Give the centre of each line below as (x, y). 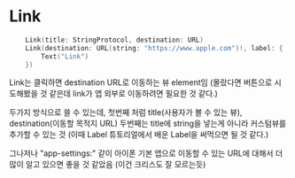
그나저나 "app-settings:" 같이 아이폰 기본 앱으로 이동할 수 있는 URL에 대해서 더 (146, 153)
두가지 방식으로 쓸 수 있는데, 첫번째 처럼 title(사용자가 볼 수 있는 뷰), (126, 112)
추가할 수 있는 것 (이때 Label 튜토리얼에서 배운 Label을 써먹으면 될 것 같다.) (139, 135)
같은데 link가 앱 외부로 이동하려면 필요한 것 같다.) (134, 94)
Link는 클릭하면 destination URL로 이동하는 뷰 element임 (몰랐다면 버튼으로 (141, 82)
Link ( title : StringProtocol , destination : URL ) (114, 40)
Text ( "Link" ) (65, 56)
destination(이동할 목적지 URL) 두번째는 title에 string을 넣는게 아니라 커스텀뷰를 (147, 124)
